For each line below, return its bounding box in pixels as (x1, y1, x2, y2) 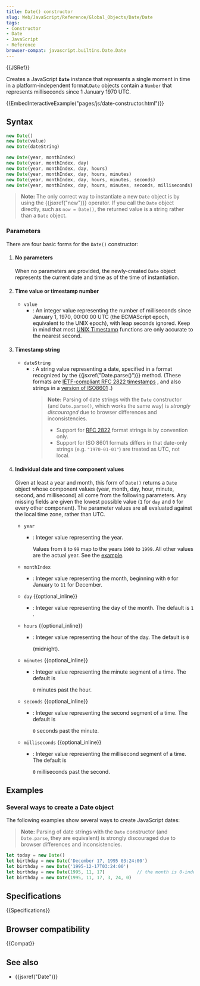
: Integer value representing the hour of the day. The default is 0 (32, 633, 189, 641)
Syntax (6, 117, 33, 127)
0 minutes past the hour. (32, 686, 92, 693)
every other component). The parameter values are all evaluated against (14, 504, 192, 511)
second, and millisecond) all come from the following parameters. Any (14, 491, 187, 498)
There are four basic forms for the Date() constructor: (6, 240, 139, 247)
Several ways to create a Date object (6, 803, 114, 811)
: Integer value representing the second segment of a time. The (32, 709, 188, 716)
